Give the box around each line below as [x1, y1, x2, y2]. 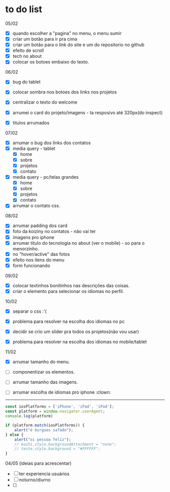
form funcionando [12, 263, 51, 269]
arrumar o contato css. [12, 203, 61, 209]
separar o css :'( [12, 308, 47, 314]
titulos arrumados [12, 119, 50, 125]
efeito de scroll [12, 47, 44, 54]
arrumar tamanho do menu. [12, 359, 70, 365]
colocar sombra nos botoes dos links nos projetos [12, 89, 117, 95]
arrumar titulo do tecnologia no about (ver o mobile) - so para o [12, 240, 145, 246]
